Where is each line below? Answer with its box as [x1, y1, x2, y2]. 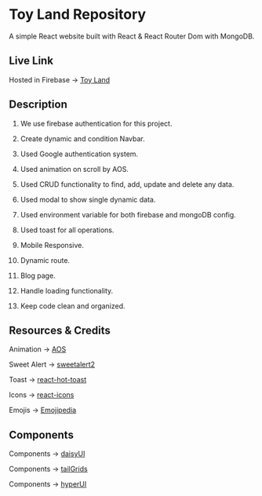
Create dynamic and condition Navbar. [20, 133, 145, 143]
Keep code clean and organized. [20, 301, 126, 311]
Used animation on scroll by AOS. [20, 164, 129, 173]
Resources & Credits [9, 323, 111, 337]
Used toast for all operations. [20, 225, 115, 235]
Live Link [9, 54, 54, 67]
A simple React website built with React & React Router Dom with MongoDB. [9, 31, 255, 41]
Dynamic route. [20, 255, 70, 264]
